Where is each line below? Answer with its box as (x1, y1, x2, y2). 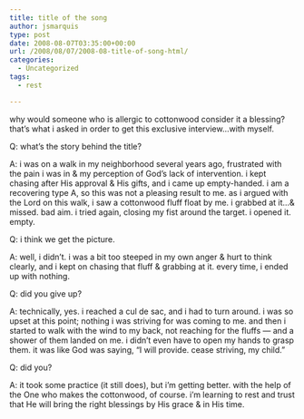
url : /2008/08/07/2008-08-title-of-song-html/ (9, 47, 189, 56)
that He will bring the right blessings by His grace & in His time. (9, 398, 245, 409)
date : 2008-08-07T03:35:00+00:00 (9, 38, 136, 48)
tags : (9, 73, 30, 82)
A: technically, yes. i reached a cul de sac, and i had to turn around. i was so (9, 306, 294, 317)
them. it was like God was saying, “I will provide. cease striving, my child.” (9, 344, 286, 355)
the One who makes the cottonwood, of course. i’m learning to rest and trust (9, 389, 295, 400)
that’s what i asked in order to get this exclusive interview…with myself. (9, 123, 275, 134)
